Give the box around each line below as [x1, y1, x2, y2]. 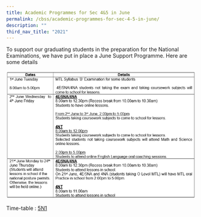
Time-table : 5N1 [6, 204, 47, 212]
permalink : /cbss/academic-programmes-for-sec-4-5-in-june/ [6, 16, 160, 22]
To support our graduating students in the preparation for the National [6, 46, 179, 53]
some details [6, 59, 38, 66]
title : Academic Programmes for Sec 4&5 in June [6, 10, 130, 16]
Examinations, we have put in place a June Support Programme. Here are [6, 52, 188, 59]
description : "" [6, 22, 47, 28]
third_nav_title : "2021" [6, 29, 68, 35]
